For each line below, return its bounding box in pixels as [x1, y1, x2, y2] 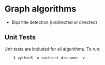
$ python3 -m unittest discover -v [13, 55, 85, 60]
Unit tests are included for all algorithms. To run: [4, 46, 101, 52]
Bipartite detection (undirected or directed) [11, 19, 97, 25]
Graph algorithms [4, 3, 76, 14]
